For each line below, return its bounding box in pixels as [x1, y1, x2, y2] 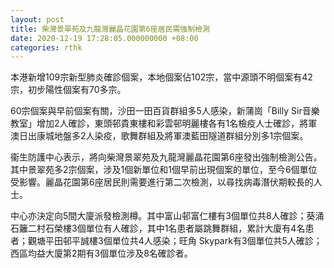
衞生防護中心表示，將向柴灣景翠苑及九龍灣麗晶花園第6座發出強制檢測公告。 [10, 151, 323, 163]
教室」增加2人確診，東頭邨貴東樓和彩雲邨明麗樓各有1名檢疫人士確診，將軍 [10, 117, 318, 130]
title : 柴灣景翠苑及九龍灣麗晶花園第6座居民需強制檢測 [10, 24, 210, 34]
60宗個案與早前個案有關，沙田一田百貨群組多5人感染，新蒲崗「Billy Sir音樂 [10, 105, 320, 117]
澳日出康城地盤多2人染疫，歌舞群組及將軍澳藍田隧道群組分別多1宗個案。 [10, 130, 309, 142]
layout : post [10, 14, 65, 25]
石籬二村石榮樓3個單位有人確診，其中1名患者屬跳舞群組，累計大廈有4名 [10, 222, 306, 235]
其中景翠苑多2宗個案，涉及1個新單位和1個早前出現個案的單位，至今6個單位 [10, 164, 318, 176]
